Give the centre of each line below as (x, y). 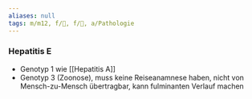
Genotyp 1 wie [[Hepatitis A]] (68, 68)
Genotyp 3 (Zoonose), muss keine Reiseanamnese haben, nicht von (132, 77)
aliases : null (32, 16)
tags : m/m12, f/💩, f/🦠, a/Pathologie (71, 23)
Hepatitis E (30, 52)
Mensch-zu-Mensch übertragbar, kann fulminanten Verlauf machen (132, 86)
